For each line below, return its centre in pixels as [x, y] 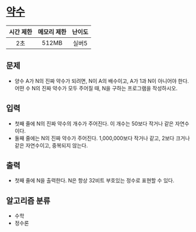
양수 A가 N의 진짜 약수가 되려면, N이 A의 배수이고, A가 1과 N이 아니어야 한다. [102, 81]
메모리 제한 [52, 31]
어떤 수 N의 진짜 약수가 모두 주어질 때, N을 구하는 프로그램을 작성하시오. [96, 88]
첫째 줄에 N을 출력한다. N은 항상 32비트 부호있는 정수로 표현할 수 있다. [94, 181]
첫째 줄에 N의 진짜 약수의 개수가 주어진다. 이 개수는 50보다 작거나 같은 [94, 124]
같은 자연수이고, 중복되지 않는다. [51, 145]
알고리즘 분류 [28, 201]
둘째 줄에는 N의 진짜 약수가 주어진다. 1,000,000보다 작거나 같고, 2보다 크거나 [102, 138]
